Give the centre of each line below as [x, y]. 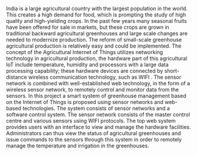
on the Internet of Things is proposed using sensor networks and [85, 102]
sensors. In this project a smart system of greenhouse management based [96, 96]
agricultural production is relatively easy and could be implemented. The [94, 46]
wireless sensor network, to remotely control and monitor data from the [93, 90]
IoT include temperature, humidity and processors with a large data [87, 65]
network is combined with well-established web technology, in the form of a [98, 83]
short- [172, 71]
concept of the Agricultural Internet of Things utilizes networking [85, 52]
